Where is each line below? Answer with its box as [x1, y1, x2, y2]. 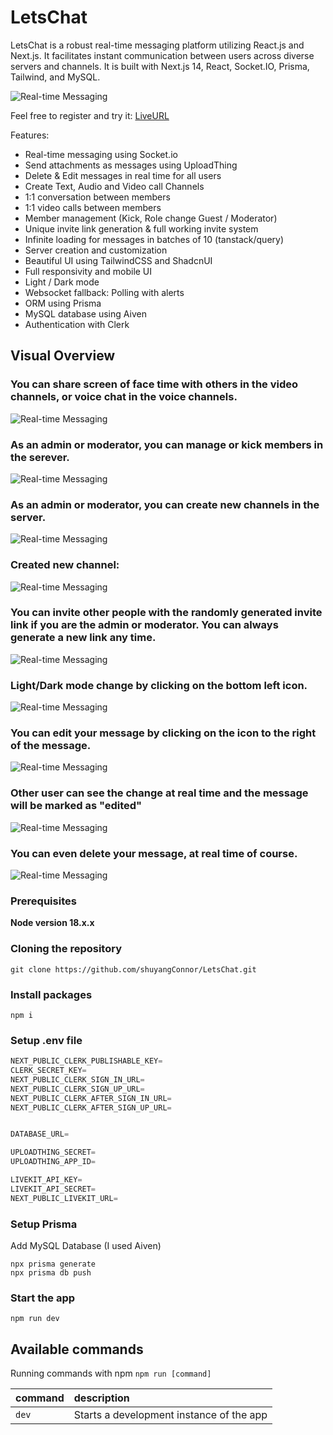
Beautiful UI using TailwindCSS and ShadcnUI [24, 254, 213, 266]
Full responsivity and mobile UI [24, 265, 153, 277]
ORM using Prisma [24, 297, 102, 309]
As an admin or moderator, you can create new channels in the [10, 497, 320, 511]
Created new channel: [10, 558, 120, 572]
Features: [10, 129, 50, 141]
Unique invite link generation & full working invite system [24, 222, 259, 235]
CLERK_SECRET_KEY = [10, 1066, 87, 1076]
